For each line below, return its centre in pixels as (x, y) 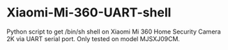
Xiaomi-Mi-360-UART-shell (89, 13)
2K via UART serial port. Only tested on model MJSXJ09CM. (93, 38)
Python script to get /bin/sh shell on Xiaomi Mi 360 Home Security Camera (114, 32)
